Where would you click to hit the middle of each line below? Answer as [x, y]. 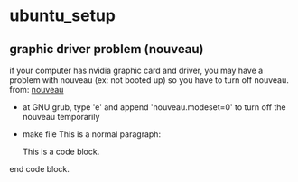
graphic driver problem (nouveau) [107, 49]
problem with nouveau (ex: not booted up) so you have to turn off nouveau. [149, 80]
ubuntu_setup [62, 16]
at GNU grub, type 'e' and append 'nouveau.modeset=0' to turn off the [154, 107]
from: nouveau [37, 90]
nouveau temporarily [61, 117]
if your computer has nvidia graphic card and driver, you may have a [136, 70]
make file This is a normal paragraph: [91, 134]
